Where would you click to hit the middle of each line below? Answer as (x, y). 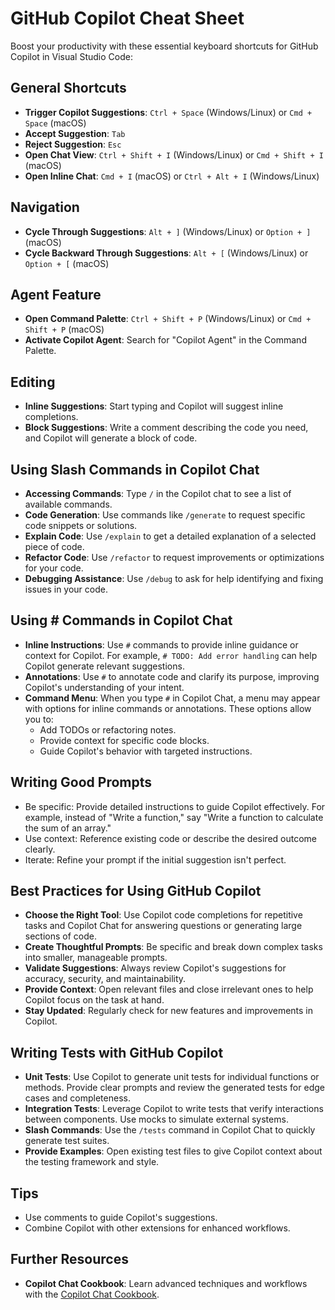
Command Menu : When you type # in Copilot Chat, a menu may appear (172, 698)
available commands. (68, 504)
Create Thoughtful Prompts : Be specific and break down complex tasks (173, 947)
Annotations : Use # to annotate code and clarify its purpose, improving (172, 676)
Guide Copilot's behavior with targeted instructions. (146, 751)
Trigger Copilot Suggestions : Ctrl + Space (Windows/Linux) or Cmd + (168, 112)
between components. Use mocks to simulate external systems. (156, 1119)
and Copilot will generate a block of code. (111, 438)
